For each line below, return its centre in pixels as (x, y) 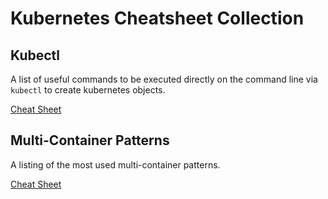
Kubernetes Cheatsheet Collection (157, 18)
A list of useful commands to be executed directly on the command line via (164, 79)
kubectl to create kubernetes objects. (88, 90)
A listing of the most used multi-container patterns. (115, 164)
